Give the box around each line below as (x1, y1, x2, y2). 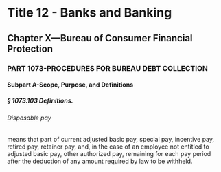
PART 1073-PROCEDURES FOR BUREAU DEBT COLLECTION (7, 63, 208, 73)
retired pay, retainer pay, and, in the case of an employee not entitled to (7, 142, 209, 151)
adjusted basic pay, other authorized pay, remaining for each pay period (7, 149, 211, 158)
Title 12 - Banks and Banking (7, 5, 172, 21)
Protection (7, 43, 54, 54)
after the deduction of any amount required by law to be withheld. (7, 157, 193, 165)
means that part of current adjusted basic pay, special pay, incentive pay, (7, 135, 215, 143)
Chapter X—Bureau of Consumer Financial (7, 32, 194, 44)
